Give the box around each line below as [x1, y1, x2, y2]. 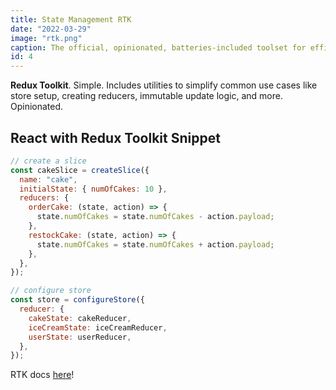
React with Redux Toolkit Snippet [10, 129, 221, 146]
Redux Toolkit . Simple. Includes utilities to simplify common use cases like [10, 79, 318, 91]
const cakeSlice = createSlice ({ [10, 165, 150, 175]
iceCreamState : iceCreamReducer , [28, 322, 168, 333]
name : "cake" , [19, 174, 78, 185]
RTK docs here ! [10, 369, 75, 381]
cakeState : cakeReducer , [28, 313, 132, 323]
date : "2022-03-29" [10, 24, 92, 34]
